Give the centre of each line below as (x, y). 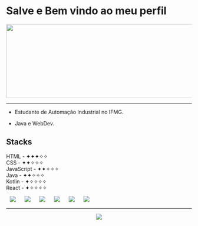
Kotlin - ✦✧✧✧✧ (27, 181)
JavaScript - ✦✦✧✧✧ (33, 169)
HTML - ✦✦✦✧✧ (27, 156)
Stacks (19, 142)
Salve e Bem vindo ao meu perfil (86, 11)
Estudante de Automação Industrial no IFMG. (69, 112)
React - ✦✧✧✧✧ (27, 188)
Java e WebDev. (34, 123)
